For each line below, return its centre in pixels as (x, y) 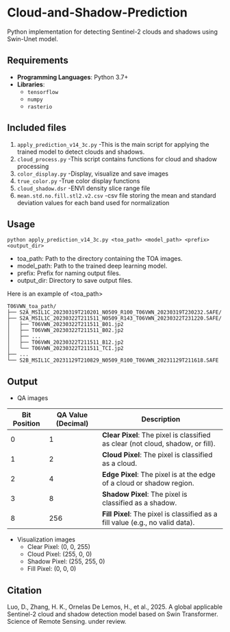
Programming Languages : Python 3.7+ (73, 77)
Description (161, 419)
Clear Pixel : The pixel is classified (156, 435)
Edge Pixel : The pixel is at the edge (159, 475)
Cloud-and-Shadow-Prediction (98, 13)
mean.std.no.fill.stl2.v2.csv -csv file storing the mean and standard (117, 195)
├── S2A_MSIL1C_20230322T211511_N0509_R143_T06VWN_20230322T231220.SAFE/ (115, 318)
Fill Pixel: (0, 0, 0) (52, 569)
